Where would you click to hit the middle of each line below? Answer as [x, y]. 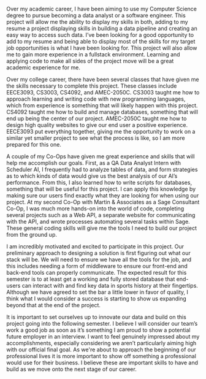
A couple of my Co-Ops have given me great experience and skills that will [101, 156]
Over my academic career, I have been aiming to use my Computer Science [102, 9]
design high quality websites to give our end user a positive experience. [97, 125]
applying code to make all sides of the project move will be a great [90, 61]
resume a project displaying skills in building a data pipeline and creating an [102, 28]
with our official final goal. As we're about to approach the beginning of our [101, 350]
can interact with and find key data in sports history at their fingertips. [110, 285]
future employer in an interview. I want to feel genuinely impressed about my [103, 336]
